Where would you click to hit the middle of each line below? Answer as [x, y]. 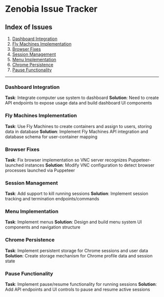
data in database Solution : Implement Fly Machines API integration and [77, 131]
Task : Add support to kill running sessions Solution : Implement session [77, 193]
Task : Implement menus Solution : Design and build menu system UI [73, 222]
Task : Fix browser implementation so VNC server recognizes [66, 160]
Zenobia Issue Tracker [51, 9]
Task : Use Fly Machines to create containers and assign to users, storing [79, 126]
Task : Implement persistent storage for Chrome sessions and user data [77, 251]
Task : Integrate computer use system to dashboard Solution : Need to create [82, 98]
